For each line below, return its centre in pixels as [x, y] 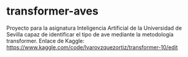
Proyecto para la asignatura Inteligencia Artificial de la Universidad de [94, 28]
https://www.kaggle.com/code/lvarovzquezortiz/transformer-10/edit [92, 47]
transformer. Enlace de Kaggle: [45, 41]
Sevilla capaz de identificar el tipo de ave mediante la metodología [90, 34]
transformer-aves [53, 11]
